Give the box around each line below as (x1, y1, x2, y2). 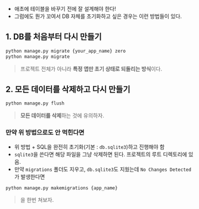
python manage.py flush (5, 100, 65, 106)
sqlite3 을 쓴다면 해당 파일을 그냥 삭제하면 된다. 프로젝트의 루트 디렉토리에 (14, 150, 187, 158)
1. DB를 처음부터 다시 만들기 (5, 32, 102, 42)
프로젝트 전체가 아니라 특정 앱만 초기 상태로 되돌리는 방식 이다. (20, 65, 162, 72)
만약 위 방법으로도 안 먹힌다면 (5, 128, 85, 137)
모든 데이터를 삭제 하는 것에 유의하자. (20, 112, 105, 119)
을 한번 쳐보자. (20, 196, 54, 204)
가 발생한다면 (14, 173, 45, 180)
